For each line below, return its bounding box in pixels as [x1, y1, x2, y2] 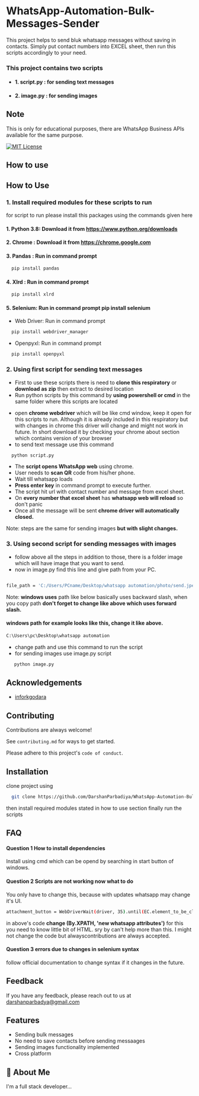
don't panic [14, 501, 43, 508]
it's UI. [6, 897, 22, 904]
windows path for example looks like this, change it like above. [6, 619, 163, 627]
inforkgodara [14, 693, 47, 701]
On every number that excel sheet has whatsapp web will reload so [14, 495, 184, 502]
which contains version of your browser [14, 435, 112, 442]
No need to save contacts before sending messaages [14, 1037, 145, 1044]
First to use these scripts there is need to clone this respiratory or [14, 379, 177, 386]
